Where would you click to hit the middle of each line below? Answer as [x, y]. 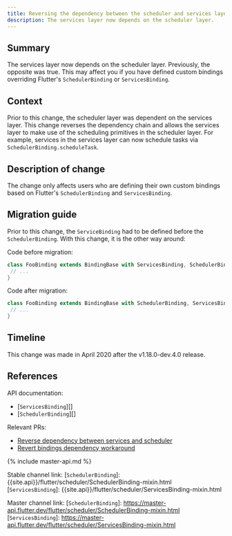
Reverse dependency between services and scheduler [95, 441]
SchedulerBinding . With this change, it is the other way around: [96, 239]
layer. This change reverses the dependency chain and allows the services [113, 125]
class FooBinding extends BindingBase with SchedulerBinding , [98, 304]
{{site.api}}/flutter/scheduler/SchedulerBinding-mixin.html [90, 482]
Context [25, 101]
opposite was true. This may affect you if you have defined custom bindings [115, 72]
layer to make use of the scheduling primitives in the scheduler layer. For [110, 133]
